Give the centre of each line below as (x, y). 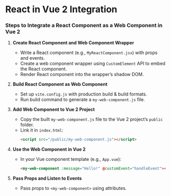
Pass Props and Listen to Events (47, 178)
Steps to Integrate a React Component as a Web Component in (84, 26)
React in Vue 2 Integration (61, 9)
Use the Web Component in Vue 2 (49, 150)
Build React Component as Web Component (60, 84)
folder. (27, 125)
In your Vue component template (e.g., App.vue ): (71, 159)
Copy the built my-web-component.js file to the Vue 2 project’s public (91, 119)
